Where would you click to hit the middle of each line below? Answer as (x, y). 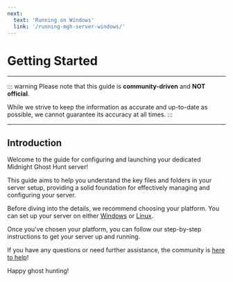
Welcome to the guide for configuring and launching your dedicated (104, 159)
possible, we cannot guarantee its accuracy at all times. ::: (90, 114)
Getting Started (53, 61)
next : (15, 14)
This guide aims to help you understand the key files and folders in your (110, 180)
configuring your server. (42, 195)
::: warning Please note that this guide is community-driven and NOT (106, 87)
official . (18, 94)
